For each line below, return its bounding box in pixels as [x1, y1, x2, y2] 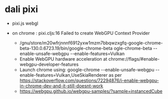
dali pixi [5, 4, 38, 15]
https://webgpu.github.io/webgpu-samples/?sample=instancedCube [19, 88, 163, 94]
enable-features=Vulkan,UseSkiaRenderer [19, 72, 108, 78]
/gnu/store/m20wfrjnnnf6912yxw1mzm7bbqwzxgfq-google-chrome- [19, 39, 163, 46]
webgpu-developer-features [19, 61, 79, 67]
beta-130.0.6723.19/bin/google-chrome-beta [19, 45, 113, 51]
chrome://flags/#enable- [108, 56, 160, 62]
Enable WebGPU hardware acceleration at [19, 56, 107, 62]
